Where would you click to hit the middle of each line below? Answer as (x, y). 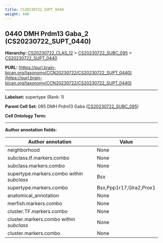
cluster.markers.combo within (41, 219)
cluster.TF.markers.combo (38, 211)
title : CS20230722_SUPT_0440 (34, 9)
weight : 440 (17, 14)
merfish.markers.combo (35, 204)
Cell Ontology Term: (26, 116)
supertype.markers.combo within (45, 174)
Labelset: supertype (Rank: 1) (35, 97)
